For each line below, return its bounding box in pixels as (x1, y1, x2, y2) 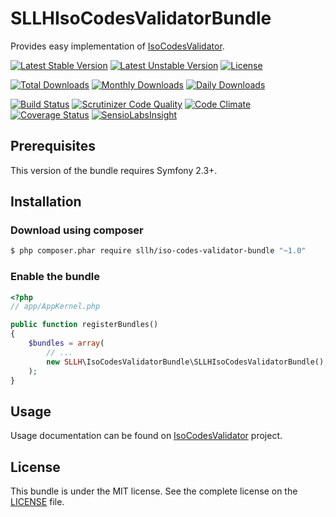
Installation (10, 193, 82, 211)
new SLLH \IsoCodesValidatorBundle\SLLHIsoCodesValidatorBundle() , (46, 357, 329, 367)
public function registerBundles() (10, 320, 159, 330)
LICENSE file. (10, 496, 65, 508)
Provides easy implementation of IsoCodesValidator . (10, 40, 225, 52)
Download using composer (10, 223, 144, 237)
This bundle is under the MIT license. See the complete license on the (10, 485, 298, 497)
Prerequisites (10, 138, 96, 155)
